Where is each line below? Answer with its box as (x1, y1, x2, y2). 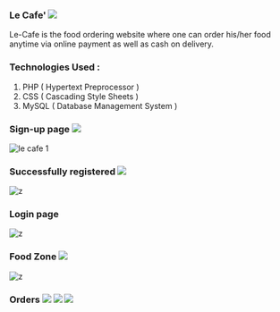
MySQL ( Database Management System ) (21, 100, 178, 111)
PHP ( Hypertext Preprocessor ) (21, 81, 140, 92)
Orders (9, 293, 40, 306)
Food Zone (9, 250, 57, 263)
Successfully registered (9, 165, 116, 178)
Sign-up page (9, 122, 70, 135)
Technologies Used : (9, 61, 100, 73)
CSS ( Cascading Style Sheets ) (21, 90, 139, 102)
